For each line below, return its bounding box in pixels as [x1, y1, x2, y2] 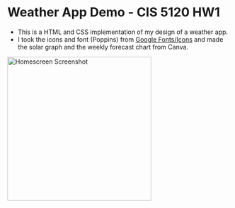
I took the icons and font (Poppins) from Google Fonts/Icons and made [17, 35, 224, 43]
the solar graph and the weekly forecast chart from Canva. [17, 42, 189, 51]
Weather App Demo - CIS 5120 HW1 [7, 4, 221, 21]
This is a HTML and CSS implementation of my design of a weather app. [17, 28, 229, 36]
